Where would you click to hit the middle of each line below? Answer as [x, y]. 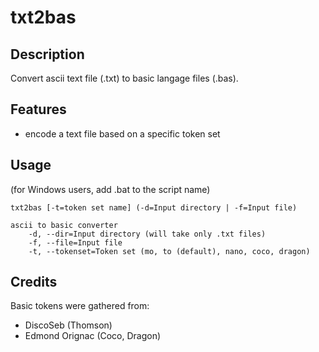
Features [38, 109]
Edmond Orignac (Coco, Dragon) [93, 336]
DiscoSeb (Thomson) [68, 325]
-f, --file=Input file [75, 242]
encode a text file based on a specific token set [122, 133]
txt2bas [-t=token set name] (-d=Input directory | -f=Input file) [154, 207]
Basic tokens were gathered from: [80, 306]
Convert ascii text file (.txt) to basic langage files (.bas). [124, 78]
